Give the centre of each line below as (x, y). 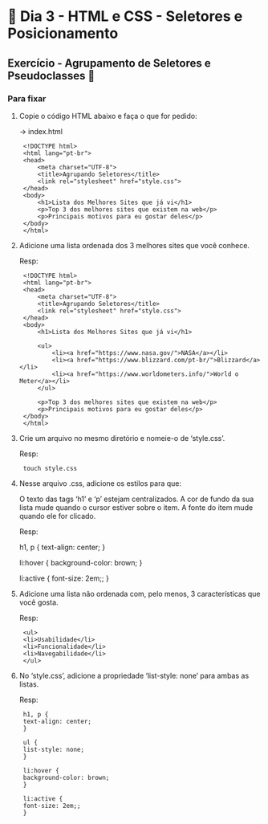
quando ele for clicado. (57, 516)
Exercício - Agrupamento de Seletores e (109, 63)
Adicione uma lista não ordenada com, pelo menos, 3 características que (140, 594)
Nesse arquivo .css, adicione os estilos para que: (100, 483)
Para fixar (27, 98)
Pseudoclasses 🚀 (51, 75)
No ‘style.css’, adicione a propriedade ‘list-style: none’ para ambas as (134, 675)
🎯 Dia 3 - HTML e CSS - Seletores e (125, 16)
